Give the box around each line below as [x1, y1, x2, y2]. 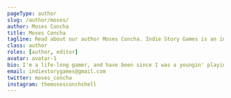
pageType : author [7, 10, 57, 17]
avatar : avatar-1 [7, 55, 57, 62]
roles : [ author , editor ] [7, 49, 78, 56]
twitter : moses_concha [7, 74, 72, 81]
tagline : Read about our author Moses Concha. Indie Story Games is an [7, 36, 217, 43]
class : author [7, 42, 48, 49]
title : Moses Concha [7, 29, 67, 37]
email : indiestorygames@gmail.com [7, 68, 107, 75]
